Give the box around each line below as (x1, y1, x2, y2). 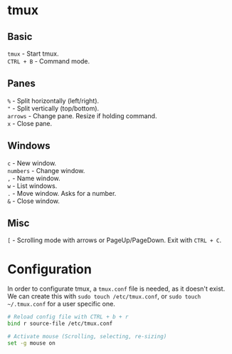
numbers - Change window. (7, 166, 85, 175)
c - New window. (7, 159, 57, 167)
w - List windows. (7, 181, 58, 190)
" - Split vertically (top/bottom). (7, 104, 100, 113)
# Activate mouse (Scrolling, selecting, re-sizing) (7, 333, 167, 340)
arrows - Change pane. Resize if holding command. (7, 111, 157, 120)
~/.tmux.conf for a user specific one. (7, 300, 115, 308)
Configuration (7, 261, 93, 277)
